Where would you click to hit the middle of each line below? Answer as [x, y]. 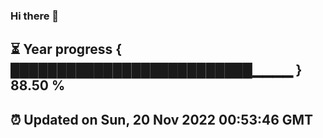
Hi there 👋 [35, 16]
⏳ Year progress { [66, 49]
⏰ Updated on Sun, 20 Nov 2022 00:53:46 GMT [162, 119]
